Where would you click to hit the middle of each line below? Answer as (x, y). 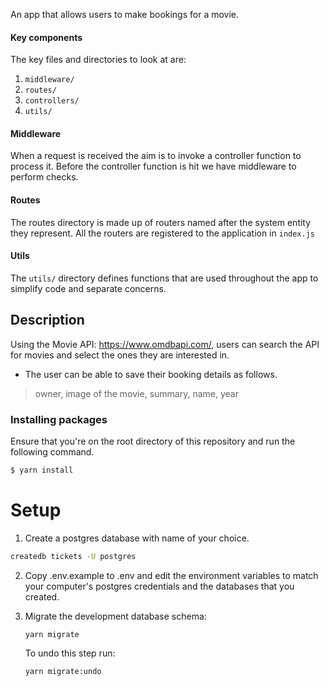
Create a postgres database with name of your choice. (137, 538)
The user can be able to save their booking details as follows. (151, 374)
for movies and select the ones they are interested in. (120, 355)
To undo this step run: (70, 653)
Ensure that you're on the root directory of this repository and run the (153, 441)
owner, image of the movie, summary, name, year (136, 393)
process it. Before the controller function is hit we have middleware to (153, 166)
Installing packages (59, 419)
